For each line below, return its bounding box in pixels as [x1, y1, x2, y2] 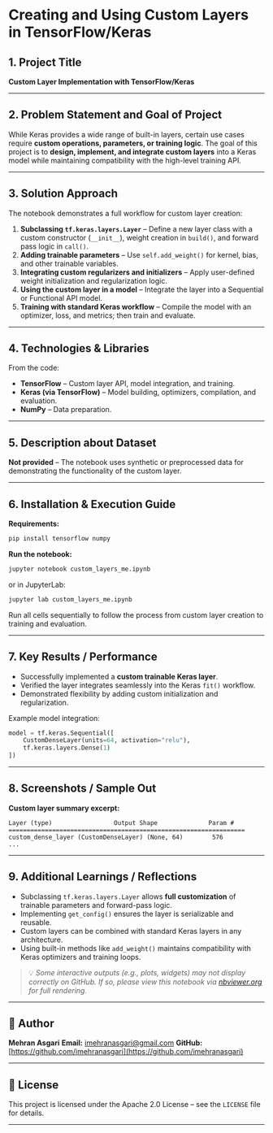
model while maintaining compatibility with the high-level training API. [8, 155, 241, 165]
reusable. [19, 917, 52, 927]
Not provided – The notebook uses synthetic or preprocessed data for [8, 458, 244, 467]
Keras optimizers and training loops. [19, 952, 141, 962]
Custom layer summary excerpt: [8, 803, 120, 813]
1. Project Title [8, 55, 82, 69]
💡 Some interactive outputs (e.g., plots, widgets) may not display [28, 967, 246, 977]
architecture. [19, 935, 63, 944]
